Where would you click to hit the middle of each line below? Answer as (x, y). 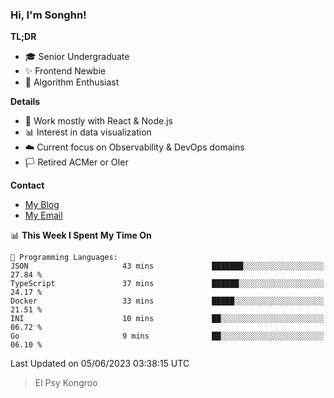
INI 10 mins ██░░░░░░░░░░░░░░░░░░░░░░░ (167, 319)
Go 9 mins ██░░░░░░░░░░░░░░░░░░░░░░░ (167, 336)
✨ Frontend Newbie (65, 71)
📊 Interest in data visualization (88, 132)
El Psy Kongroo (66, 383)
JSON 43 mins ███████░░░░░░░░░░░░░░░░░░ (167, 266)
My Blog (42, 205)
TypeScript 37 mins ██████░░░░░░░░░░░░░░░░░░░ (167, 284)
